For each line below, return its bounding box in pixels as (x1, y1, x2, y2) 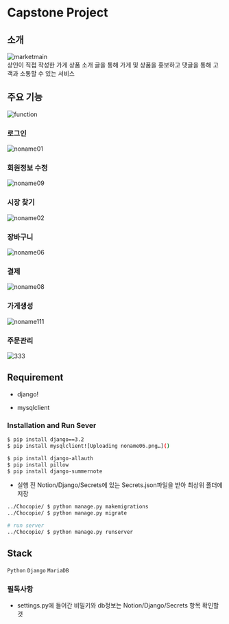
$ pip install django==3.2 (7, 436, 84, 443)
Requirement (7, 372, 64, 383)
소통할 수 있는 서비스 (19, 69, 75, 77)
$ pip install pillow (7, 461, 69, 469)
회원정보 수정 (7, 163, 48, 173)
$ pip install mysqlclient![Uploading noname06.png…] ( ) (7, 442, 170, 449)
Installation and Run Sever (7, 420, 97, 430)
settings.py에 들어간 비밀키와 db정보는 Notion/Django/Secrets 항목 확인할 (16, 601, 219, 610)
